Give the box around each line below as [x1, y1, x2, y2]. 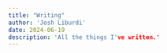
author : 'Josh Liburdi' [8, 19, 87, 26]
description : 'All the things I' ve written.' [8, 33, 160, 41]
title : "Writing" [8, 11, 65, 19]
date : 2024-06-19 [8, 26, 65, 34]
